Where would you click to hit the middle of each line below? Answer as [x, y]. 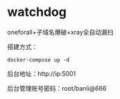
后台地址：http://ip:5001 [42, 73]
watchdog [37, 12]
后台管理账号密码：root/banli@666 [57, 88]
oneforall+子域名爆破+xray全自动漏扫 [60, 32]
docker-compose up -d [38, 60]
